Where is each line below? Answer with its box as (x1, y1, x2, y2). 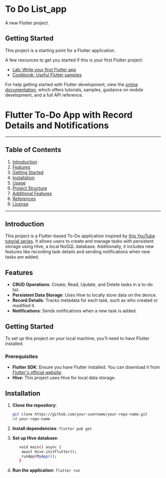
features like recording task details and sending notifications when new (5, 249, 150, 255)
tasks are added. (5, 254, 40, 260)
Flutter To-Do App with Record (5, 109, 133, 120)
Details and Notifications (5, 120, 109, 131)
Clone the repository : (12, 402, 57, 408)
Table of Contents (5, 146, 62, 154)
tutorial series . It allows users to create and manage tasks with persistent (5, 238, 154, 244)
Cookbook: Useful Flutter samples (12, 72, 82, 78)
